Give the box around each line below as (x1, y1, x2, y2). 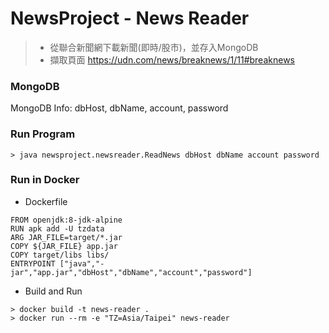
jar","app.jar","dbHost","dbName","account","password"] (10, 267, 253, 277)
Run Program (10, 127, 76, 141)
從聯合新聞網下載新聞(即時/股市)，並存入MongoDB (49, 41, 259, 53)
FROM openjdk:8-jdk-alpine (10, 215, 123, 225)
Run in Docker (10, 173, 80, 187)
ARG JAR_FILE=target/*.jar (10, 232, 123, 242)
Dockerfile (24, 195, 68, 207)
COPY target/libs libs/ (10, 250, 110, 260)
